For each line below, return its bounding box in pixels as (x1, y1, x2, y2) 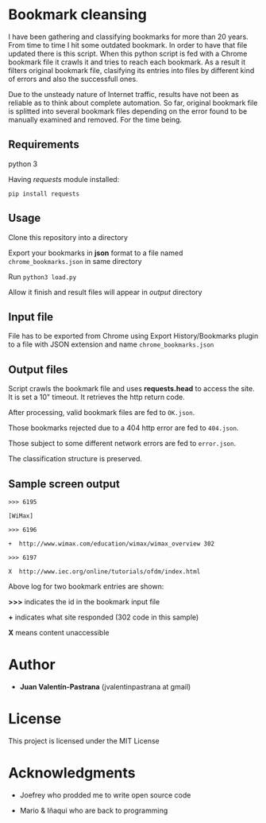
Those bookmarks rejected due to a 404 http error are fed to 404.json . (8, 423, 239, 433)
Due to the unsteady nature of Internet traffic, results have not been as (8, 89, 240, 99)
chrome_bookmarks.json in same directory (8, 256, 142, 266)
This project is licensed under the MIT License (8, 736, 160, 745)
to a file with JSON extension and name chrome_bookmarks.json (8, 340, 214, 349)
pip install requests (8, 189, 80, 198)
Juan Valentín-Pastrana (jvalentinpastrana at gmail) (19, 681, 191, 691)
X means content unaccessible (8, 628, 110, 637)
